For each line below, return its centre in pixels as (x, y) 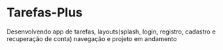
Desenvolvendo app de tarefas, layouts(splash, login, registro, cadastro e (111, 32)
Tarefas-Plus (44, 13)
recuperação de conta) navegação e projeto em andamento (92, 38)
